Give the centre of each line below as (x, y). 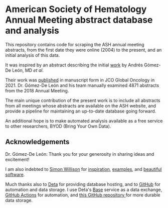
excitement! (17, 159)
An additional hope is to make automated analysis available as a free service (84, 121)
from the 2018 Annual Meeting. (37, 90)
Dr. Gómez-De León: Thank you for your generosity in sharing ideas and (80, 154)
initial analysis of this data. (33, 55)
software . (15, 174)
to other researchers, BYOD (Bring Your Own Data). (58, 126)
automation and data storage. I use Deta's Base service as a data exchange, (84, 189)
